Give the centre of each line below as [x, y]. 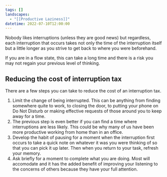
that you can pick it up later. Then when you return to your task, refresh [85, 148]
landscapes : [17, 14]
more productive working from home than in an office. [68, 132]
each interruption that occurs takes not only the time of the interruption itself [83, 43]
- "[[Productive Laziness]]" [40, 19]
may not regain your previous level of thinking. [53, 63]
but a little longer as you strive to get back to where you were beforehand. [81, 48]
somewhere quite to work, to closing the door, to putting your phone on [85, 106]
